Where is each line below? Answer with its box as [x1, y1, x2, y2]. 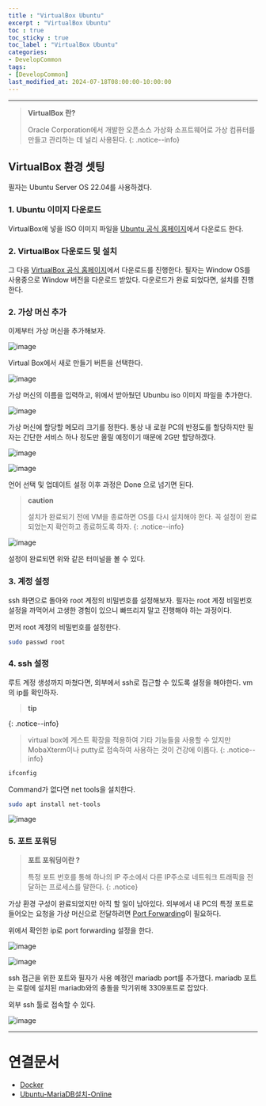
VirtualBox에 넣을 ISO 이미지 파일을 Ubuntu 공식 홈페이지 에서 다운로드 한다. [8, 223, 244, 234]
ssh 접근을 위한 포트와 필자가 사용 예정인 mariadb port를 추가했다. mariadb [8, 973, 242, 982]
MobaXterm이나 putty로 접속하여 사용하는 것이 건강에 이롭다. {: [27, 745, 226, 754]
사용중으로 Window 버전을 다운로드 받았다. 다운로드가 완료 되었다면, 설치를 [8, 275, 240, 284]
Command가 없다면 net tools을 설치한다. [8, 785, 136, 794]
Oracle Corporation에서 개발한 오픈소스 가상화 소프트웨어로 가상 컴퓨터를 [27, 124, 256, 135]
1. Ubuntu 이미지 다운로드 [8, 204, 101, 215]
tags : [8, 63, 26, 71]
